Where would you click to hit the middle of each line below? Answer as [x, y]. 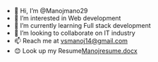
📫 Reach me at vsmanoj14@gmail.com [71, 41]
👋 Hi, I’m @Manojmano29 [51, 11]
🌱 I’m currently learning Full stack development [82, 25]
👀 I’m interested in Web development [67, 18]
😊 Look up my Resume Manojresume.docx [75, 51]
